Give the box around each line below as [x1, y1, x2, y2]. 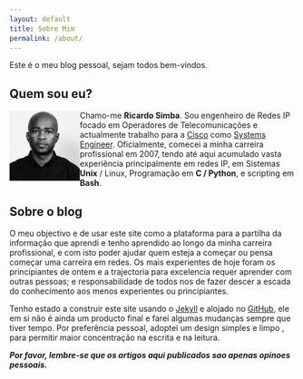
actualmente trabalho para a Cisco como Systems [80, 130, 266, 141]
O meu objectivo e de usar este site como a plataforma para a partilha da [9, 228, 282, 238]
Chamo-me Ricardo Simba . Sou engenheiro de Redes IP [80, 110, 290, 121]
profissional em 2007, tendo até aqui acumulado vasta [80, 149, 282, 160]
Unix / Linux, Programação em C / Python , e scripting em [80, 168, 295, 179]
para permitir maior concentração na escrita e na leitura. [9, 332, 220, 343]
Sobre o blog [9, 204, 83, 219]
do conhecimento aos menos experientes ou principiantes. [9, 286, 230, 296]
